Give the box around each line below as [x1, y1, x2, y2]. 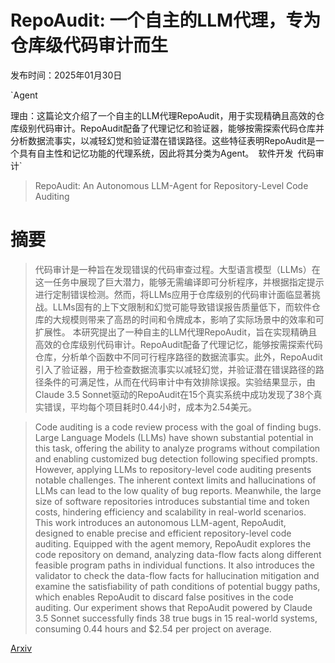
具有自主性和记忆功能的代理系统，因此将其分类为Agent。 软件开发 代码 [18, 147, 316, 159]
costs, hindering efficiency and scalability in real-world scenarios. [34, 506, 307, 518]
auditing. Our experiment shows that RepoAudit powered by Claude [34, 601, 313, 613]
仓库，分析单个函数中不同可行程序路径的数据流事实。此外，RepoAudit [34, 351, 323, 363]
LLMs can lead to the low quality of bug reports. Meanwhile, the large [34, 484, 322, 496]
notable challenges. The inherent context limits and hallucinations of [34, 474, 317, 486]
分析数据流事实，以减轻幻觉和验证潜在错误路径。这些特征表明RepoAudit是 [10, 134, 316, 146]
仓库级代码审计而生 [10, 34, 169, 57]
